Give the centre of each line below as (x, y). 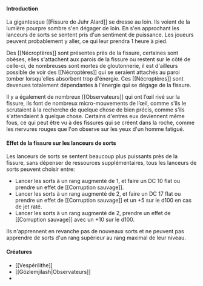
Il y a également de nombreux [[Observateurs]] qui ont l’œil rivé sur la (93, 97)
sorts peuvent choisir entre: (41, 169)
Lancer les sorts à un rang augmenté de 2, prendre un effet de (93, 213)
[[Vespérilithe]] (34, 265)
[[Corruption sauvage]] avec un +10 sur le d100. (75, 220)
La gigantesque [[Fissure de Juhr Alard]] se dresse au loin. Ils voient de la (98, 22)
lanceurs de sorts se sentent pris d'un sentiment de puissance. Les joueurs (100, 35)
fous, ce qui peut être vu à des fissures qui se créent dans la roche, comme (101, 123)
